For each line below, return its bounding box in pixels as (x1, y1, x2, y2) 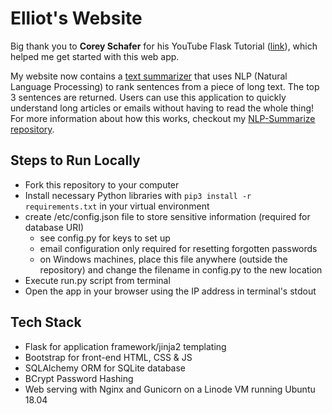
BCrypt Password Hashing (24, 372, 134, 384)
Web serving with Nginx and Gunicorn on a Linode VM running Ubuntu (24, 383, 316, 395)
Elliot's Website (10, 7, 143, 30)
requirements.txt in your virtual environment (24, 200, 210, 212)
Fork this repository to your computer (24, 178, 180, 191)
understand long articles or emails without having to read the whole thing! (10, 102, 315, 114)
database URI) (24, 221, 85, 233)
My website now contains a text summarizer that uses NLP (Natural (10, 70, 288, 82)
